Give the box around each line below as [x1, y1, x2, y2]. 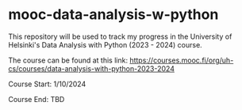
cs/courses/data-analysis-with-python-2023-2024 [8, 63, 175, 73]
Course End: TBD [8, 94, 65, 104]
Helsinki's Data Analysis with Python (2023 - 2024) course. [8, 40, 202, 49]
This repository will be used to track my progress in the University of [8, 32, 232, 41]
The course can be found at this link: [8, 55, 129, 65]
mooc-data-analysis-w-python [8, 6, 219, 24]
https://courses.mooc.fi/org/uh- [129, 55, 234, 65]
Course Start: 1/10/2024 [8, 79, 86, 89]
